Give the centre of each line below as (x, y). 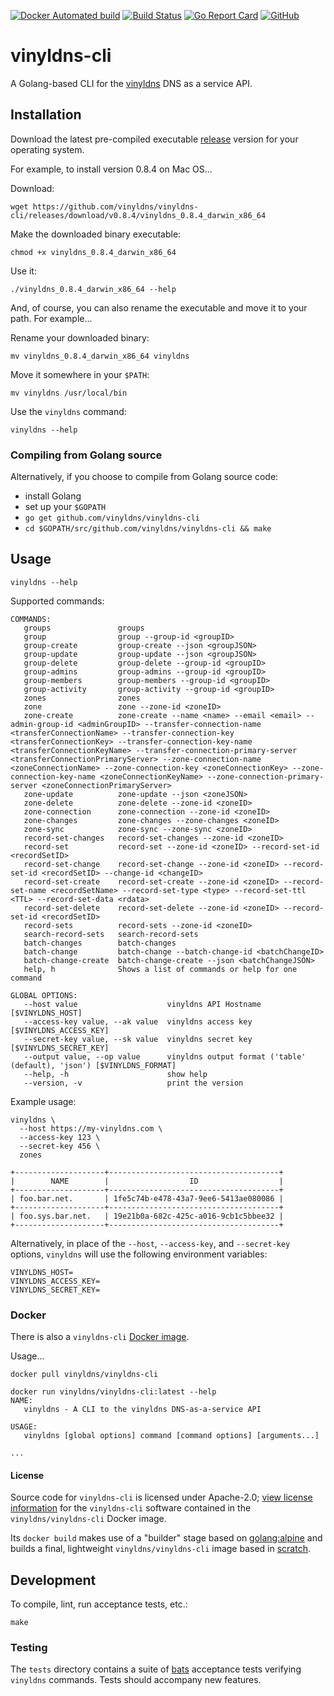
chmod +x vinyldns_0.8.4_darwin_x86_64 (93, 252)
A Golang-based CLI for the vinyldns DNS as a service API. (131, 83)
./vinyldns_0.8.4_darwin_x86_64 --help (93, 289)
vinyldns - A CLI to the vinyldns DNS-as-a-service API (142, 1410)
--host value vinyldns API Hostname (142, 1004)
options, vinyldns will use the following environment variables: (139, 1254)
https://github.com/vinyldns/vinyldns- (115, 206)
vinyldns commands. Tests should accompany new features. (136, 1680)
